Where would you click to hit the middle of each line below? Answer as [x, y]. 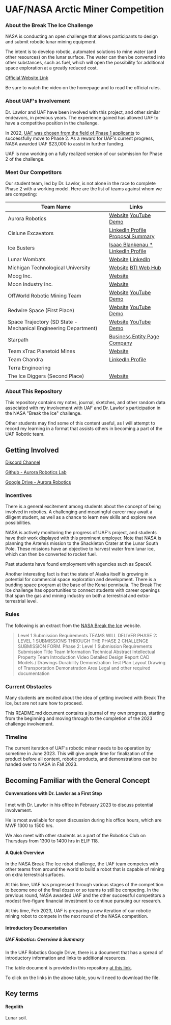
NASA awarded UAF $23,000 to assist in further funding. [65, 143]
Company [121, 343]
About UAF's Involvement [38, 101]
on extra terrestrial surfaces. [35, 875]
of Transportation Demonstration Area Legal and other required [84, 668]
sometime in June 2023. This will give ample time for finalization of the [79, 754]
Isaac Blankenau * [131, 245]
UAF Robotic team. [25, 434]
